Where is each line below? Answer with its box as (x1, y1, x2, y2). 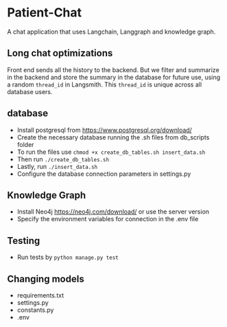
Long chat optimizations (7, 47, 113, 59)
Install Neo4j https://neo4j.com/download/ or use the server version (16, 207, 210, 216)
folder (16, 140, 34, 148)
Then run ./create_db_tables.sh (16, 155, 110, 163)
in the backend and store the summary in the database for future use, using (7, 73, 221, 81)
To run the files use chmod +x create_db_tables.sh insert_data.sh (16, 148, 206, 156)
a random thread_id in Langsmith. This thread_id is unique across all (7, 80, 202, 89)
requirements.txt (16, 291, 64, 300)
